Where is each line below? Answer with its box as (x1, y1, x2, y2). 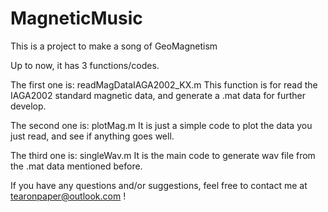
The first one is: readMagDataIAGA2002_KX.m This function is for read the (10, 78, 318, 91)
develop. (10, 100, 47, 112)
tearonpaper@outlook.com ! (10, 190, 127, 202)
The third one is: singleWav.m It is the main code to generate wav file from (10, 149, 316, 161)
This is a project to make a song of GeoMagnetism (10, 40, 218, 52)
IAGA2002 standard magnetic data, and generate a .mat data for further (10, 89, 306, 101)
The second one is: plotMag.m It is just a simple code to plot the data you (10, 119, 313, 131)
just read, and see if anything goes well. (10, 130, 175, 142)
